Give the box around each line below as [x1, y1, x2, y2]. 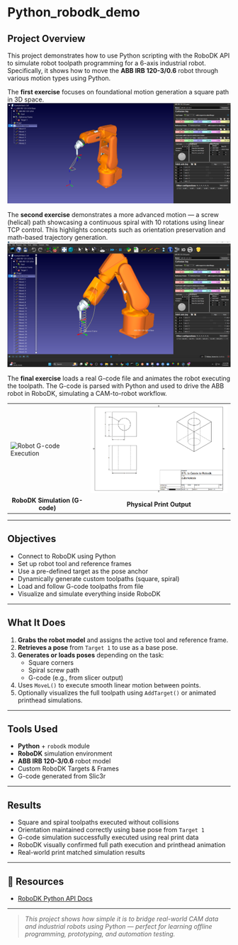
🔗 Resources [7, 875, 64, 888]
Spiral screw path [28, 665, 80, 674]
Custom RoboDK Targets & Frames [17, 764, 119, 773]
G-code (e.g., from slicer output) [28, 673, 124, 682]
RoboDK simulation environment [17, 749, 113, 758]
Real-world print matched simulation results [17, 849, 145, 857]
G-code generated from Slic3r [17, 772, 106, 780]
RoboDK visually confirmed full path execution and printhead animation [17, 841, 226, 849]
